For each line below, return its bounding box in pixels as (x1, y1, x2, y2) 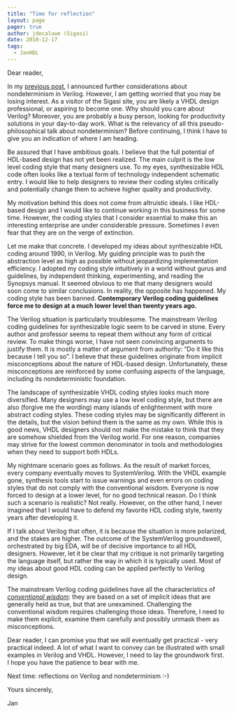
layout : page (7, 17, 45, 24)
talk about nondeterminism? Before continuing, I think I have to (47, 127, 228, 135)
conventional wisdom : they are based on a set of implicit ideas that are (7, 593, 211, 601)
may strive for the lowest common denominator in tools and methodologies (7, 440, 224, 448)
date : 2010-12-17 (7, 36, 58, 43)
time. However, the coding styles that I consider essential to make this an (7, 213, 218, 221)
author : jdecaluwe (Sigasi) (7, 29, 89, 37)
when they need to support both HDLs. (7, 448, 119, 456)
